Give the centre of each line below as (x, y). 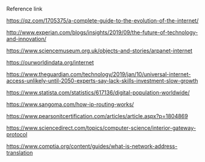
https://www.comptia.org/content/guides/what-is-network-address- (92, 146)
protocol (17, 134)
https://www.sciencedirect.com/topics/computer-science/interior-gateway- (101, 128)
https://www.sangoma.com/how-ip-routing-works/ (70, 104)
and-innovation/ (27, 39)
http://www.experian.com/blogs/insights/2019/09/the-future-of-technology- (102, 32)
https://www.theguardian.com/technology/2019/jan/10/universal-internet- (99, 74)
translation (20, 153)
